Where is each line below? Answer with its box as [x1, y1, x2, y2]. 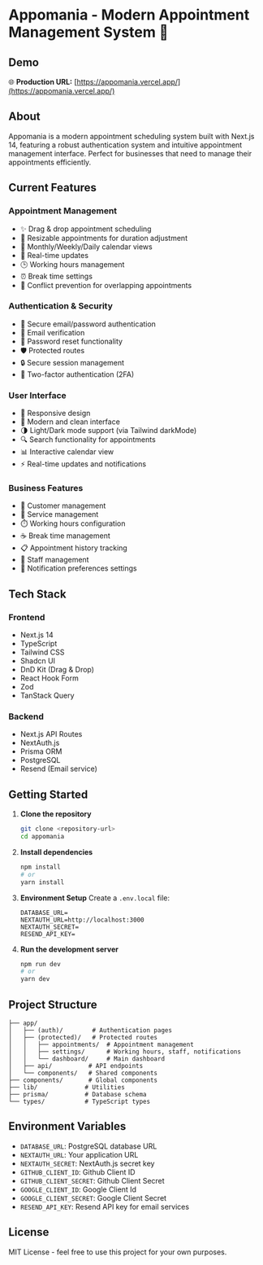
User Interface [8, 389, 67, 401]
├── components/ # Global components [8, 1076, 158, 1084]
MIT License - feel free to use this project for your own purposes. [8, 1247, 227, 1257]
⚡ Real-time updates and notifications [19, 459, 147, 469]
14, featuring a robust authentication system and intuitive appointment [8, 140, 243, 150]
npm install [19, 863, 61, 871]
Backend [8, 711, 45, 722]
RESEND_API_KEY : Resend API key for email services [19, 1202, 189, 1211]
